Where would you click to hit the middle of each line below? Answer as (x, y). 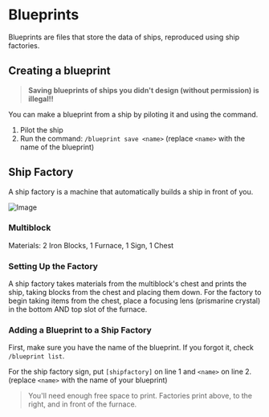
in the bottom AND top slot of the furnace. (78, 309)
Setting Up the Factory (53, 266)
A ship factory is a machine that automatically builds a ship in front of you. (131, 191)
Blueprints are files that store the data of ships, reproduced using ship (124, 37)
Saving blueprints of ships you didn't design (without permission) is (143, 90)
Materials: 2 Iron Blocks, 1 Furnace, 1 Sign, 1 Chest (91, 245)
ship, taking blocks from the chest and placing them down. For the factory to (135, 292)
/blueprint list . (37, 356)
